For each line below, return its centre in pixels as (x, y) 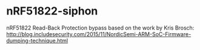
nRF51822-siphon (52, 11)
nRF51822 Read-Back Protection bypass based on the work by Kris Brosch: (100, 28)
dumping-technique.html (37, 40)
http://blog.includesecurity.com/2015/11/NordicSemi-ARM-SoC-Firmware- (99, 34)
